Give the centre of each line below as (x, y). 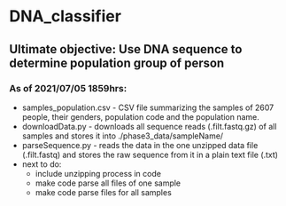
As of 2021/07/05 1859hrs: (68, 88)
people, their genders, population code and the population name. (140, 116)
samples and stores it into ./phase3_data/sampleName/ (123, 136)
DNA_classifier (66, 16)
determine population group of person (117, 63)
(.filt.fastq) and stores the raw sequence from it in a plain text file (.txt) (150, 154)
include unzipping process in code (98, 173)
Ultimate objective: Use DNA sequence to (126, 49)
